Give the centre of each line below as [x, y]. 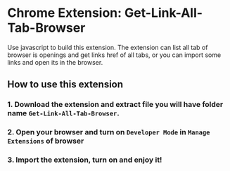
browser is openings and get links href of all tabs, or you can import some [114, 55]
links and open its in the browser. [55, 62]
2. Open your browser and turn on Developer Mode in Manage [109, 132]
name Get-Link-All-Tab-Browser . [63, 113]
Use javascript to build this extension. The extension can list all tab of [108, 47]
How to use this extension [65, 85]
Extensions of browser [46, 141]
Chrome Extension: [64, 13]
